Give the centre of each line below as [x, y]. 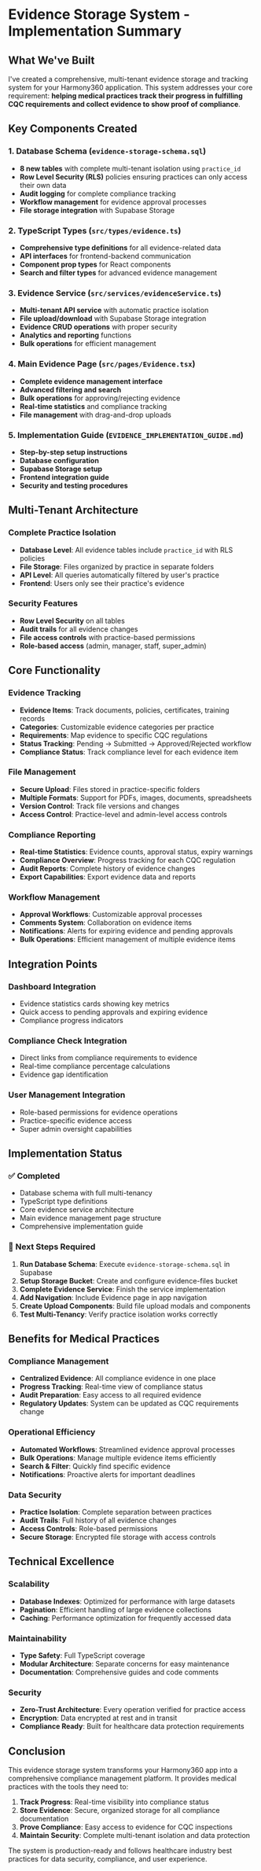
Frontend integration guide [64, 477]
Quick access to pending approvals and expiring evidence [114, 1012]
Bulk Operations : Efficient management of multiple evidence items [127, 939]
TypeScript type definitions [63, 1202]
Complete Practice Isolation [62, 532]
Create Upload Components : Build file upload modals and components [135, 1306]
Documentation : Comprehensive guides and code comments [119, 1672]
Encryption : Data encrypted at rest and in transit [98, 1718]
